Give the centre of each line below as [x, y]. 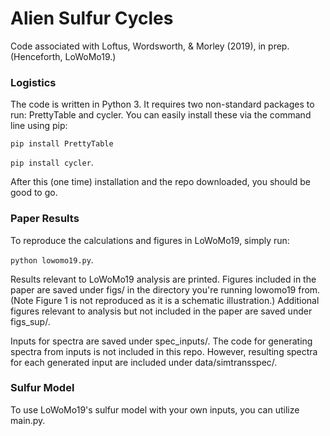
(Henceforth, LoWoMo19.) [63, 56]
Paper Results [45, 219]
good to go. [34, 193]
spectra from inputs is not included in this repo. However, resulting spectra [164, 351]
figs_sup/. [30, 321]
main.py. [28, 420]
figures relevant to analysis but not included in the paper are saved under [161, 311]
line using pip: [39, 126]
